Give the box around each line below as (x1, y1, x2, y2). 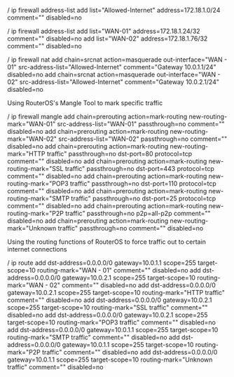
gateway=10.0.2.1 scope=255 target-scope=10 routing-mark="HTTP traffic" (7, 289, 226, 296)
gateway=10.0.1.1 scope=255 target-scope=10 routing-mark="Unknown (7, 355, 213, 364)
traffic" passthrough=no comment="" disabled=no (57, 224, 204, 232)
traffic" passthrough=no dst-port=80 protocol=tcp (46, 150, 193, 158)
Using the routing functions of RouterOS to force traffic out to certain (7, 238, 207, 246)
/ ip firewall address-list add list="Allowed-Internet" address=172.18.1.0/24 (7, 6, 221, 14)
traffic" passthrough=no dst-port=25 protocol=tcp (71, 194, 216, 203)
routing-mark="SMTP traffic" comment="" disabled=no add (7, 333, 180, 341)
